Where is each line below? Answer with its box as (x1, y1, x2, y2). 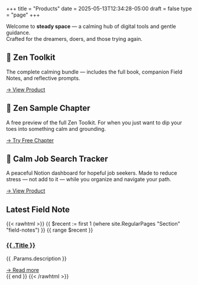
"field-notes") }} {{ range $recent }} (6, 226, 93, 233)
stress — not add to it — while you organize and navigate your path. (6, 176, 171, 183)
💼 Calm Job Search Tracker (6, 154, 108, 164)
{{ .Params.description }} (6, 255, 67, 262)
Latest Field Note (6, 204, 70, 214)
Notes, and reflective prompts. (6, 74, 80, 82)
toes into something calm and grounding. (6, 125, 106, 132)
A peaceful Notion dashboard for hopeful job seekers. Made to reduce (6, 169, 177, 177)
